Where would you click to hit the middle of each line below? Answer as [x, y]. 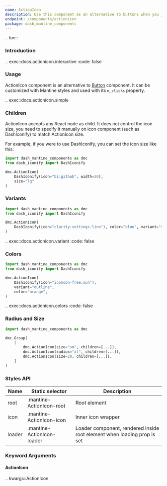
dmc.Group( [16, 338]
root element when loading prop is [115, 434]
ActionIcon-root [46, 406]
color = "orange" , [31, 292]
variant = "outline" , [34, 287]
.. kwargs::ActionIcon [27, 479]
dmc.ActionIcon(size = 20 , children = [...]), [68, 357]
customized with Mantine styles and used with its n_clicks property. [75, 90]
